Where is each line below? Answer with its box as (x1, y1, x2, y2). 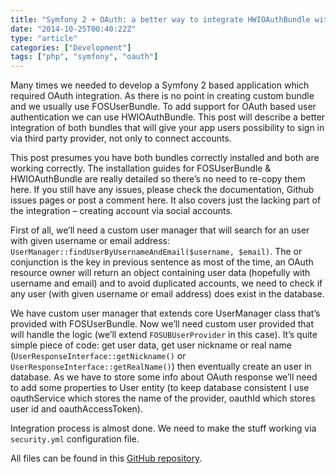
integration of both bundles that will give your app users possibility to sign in (10, 122, 325, 134)
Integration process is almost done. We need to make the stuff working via (10, 422, 317, 435)
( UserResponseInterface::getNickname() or (10, 350, 187, 362)
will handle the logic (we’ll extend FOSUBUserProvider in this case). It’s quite (10, 329, 318, 341)
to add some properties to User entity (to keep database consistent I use (10, 382, 310, 394)
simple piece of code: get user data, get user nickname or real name (10, 339, 292, 351)
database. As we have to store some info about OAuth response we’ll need (10, 371, 318, 383)
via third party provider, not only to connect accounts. (10, 132, 232, 145)
